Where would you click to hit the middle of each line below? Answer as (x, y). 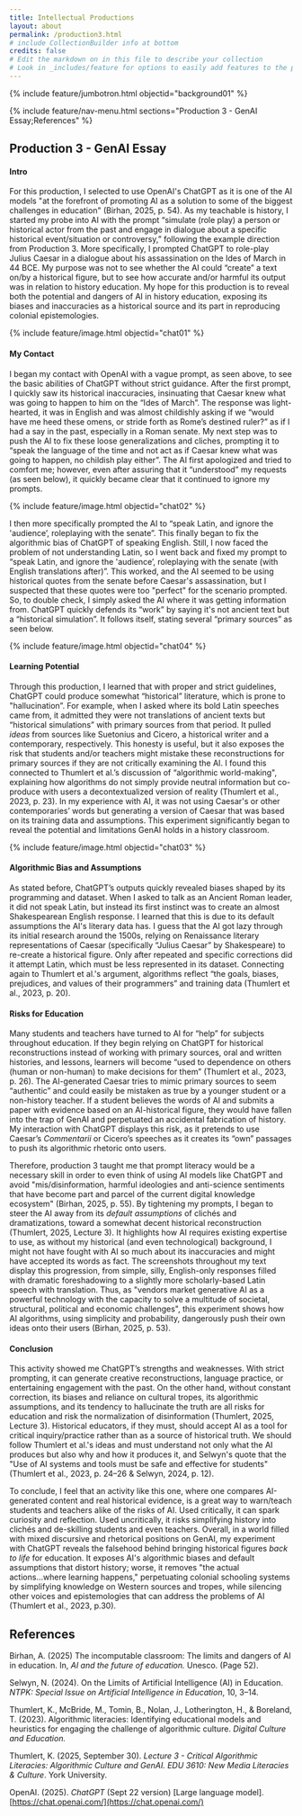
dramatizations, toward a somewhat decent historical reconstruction (136, 1223)
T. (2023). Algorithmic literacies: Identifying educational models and (135, 1720)
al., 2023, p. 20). (40, 993)
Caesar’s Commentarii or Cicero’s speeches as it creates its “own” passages (151, 1139)
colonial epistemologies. (54, 316)
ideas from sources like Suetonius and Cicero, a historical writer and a (139, 734)
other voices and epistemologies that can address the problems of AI (137, 1597)
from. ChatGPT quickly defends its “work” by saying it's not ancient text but (149, 609)
